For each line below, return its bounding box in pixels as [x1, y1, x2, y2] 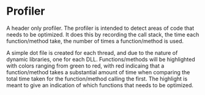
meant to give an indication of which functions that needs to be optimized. [6, 81, 194, 89]
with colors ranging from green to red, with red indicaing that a [6, 62, 165, 69]
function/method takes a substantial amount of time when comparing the [6, 68, 190, 76]
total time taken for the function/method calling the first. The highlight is [6, 75, 188, 82]
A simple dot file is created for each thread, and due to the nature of [6, 49, 178, 56]
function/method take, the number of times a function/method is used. [6, 37, 184, 44]
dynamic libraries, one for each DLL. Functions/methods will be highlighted [6, 55, 196, 63]
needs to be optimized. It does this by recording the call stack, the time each [6, 30, 199, 38]
